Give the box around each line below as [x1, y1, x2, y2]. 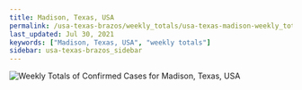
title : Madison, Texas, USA [9, 12, 115, 22]
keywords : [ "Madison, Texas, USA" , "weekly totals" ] [9, 37, 211, 47]
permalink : [9, 21, 50, 30]
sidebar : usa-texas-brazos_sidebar [9, 46, 143, 55]
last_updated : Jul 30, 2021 [9, 29, 115, 38]
